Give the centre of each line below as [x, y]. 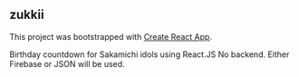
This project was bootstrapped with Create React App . [111, 36]
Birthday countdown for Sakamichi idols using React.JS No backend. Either [149, 54]
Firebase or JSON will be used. [67, 63]
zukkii [27, 15]
